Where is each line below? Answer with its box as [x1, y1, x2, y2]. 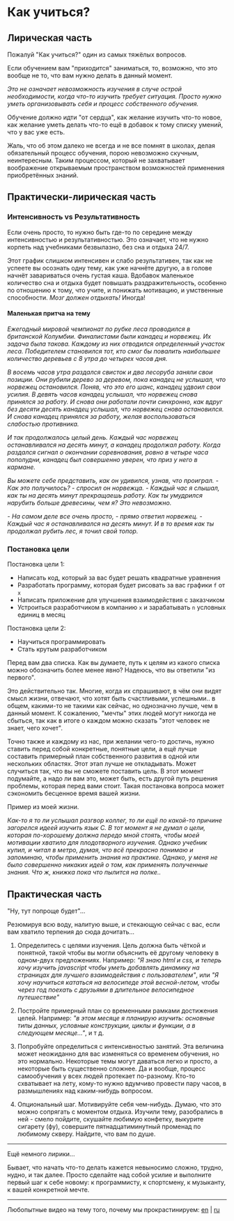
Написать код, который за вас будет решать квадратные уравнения [17, 574, 221, 582]
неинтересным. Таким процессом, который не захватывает [7, 156, 185, 164]
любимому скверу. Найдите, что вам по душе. [17, 1130, 156, 1138]
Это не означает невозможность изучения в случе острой [7, 85, 182, 93]
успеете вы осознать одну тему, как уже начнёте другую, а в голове [7, 263, 212, 272]
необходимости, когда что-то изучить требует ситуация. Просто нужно [7, 92, 221, 100]
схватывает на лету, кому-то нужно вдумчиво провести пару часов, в [17, 1080, 226, 1087]
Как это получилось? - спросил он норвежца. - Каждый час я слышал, [7, 484, 220, 492]
